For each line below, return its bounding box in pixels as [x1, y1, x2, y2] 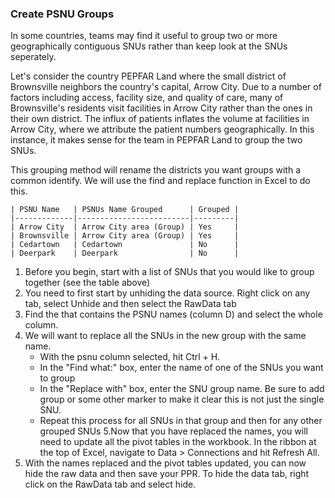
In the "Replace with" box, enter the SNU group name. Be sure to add [39, 383, 325, 395]
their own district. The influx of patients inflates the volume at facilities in [10, 113, 310, 125]
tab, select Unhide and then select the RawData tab [24, 298, 237, 310]
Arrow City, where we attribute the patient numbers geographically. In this [10, 123, 315, 136]
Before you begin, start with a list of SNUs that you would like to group [24, 266, 315, 278]
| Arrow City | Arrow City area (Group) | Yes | [10, 222, 240, 232]
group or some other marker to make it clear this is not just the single [39, 393, 325, 406]
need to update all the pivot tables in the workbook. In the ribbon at [39, 436, 317, 448]
